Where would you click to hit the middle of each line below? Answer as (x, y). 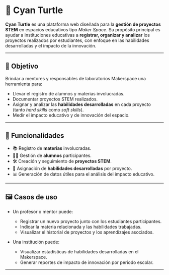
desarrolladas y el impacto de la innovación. (51, 45)
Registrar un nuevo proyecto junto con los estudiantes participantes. (91, 222)
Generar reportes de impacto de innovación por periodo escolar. (87, 262)
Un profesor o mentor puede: (43, 212)
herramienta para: (24, 84)
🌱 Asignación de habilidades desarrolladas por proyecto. (72, 168)
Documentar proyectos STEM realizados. (55, 99)
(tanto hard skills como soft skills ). (48, 109)
